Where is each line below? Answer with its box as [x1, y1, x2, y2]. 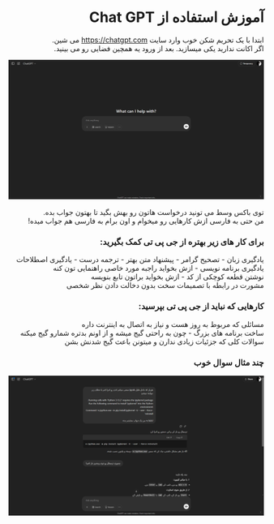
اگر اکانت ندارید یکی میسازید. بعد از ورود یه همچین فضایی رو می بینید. [54, 43, 264, 53]
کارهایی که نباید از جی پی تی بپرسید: [138, 301, 264, 312]
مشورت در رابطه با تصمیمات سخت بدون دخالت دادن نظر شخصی [66, 281, 264, 290]
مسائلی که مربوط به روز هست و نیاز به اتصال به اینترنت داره [81, 319, 264, 329]
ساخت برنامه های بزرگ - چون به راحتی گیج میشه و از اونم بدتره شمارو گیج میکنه [19, 328, 264, 337]
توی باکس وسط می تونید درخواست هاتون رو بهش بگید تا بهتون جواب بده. [43, 208, 264, 217]
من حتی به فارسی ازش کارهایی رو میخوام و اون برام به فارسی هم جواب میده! [28, 216, 264, 226]
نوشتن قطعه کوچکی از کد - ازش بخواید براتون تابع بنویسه [90, 272, 264, 281]
